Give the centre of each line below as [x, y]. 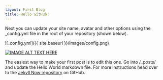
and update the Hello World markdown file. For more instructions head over [81, 67]
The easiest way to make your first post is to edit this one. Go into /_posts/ [81, 62]
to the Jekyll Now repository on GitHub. [45, 72]
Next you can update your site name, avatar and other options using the [78, 28]
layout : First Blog [25, 10]
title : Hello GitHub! [27, 14]
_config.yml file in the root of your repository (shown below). [66, 33]
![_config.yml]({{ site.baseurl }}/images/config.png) [57, 43]
